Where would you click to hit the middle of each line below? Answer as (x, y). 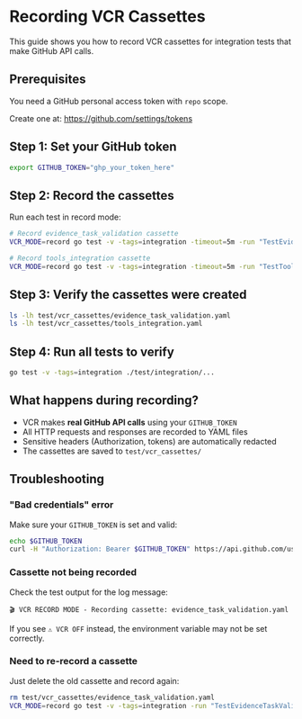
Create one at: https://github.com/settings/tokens (101, 118)
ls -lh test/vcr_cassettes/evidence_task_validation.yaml (120, 315)
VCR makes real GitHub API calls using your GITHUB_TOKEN (129, 422)
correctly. (27, 638)
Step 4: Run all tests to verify (92, 351)
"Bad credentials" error (62, 505)
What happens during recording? (104, 401)
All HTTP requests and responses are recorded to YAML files (135, 431)
